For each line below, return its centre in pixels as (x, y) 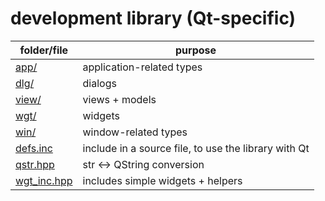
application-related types (142, 67)
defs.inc (34, 148)
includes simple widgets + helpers (162, 180)
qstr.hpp (35, 164)
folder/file (44, 50)
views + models (119, 99)
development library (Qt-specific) (153, 18)
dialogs (99, 83)
